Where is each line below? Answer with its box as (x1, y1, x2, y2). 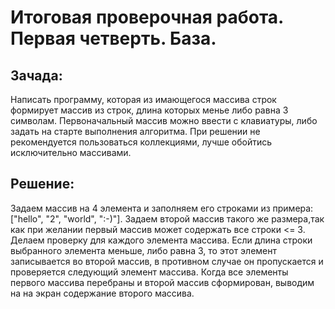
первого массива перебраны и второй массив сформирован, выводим (10, 276, 315, 288)
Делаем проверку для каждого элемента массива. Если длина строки (10, 234, 313, 246)
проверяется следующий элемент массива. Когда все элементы (10, 266, 289, 278)
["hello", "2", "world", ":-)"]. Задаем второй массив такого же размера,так (10, 212, 325, 225)
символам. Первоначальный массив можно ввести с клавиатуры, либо (10, 115, 318, 126)
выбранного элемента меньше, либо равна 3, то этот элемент (10, 244, 278, 256)
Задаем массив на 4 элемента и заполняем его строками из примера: (10, 202, 314, 214)
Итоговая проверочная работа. (10, 6, 284, 29)
